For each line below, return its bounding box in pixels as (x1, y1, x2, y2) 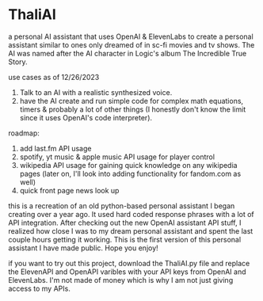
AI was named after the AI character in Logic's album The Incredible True (8, 48, 247, 58)
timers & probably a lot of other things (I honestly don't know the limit (19, 105, 246, 114)
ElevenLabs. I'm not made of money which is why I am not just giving (8, 275, 234, 284)
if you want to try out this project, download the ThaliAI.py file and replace (8, 258, 250, 268)
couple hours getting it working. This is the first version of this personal (8, 234, 242, 244)
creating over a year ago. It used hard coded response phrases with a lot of (8, 209, 255, 219)
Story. (8, 57, 28, 67)
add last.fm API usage (19, 143, 92, 153)
